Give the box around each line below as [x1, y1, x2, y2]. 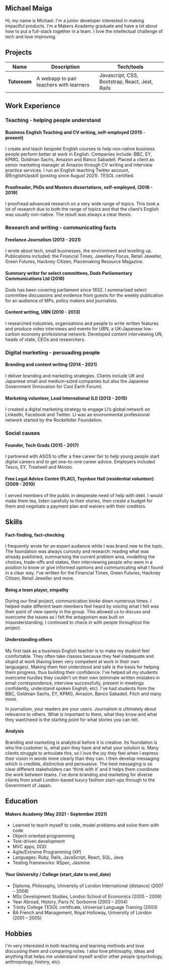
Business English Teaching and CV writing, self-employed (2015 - [5, 129, 145, 135]
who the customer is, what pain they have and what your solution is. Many [5, 745, 159, 751]
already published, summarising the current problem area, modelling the [5, 554, 155, 560]
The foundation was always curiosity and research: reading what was [5, 548, 149, 555]
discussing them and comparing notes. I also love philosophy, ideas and [5, 948, 154, 954]
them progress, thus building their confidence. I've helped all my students [5, 669, 158, 675]
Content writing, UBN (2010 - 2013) [5, 309, 80, 315]
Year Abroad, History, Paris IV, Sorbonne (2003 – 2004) [12, 899, 128, 905]
